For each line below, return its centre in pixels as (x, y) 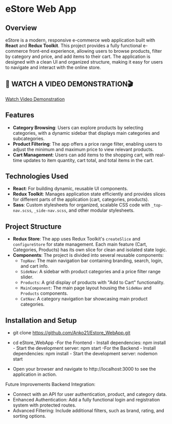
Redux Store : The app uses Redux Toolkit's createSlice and (77, 239)
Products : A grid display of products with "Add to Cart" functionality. (92, 282)
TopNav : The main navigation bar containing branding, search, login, (92, 261)
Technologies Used (37, 177)
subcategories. (29, 138)
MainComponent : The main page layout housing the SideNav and (86, 288)
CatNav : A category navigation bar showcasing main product (84, 299)
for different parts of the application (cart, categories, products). (81, 199)
